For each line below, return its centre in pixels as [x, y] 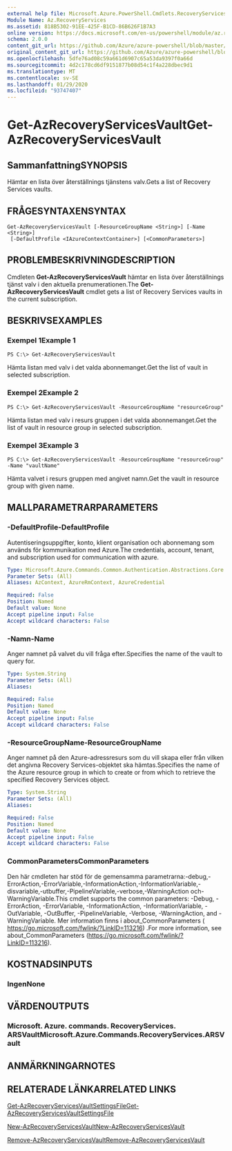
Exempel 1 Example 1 [41, 341]
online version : [30, 33]
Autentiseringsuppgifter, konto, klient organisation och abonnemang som [111, 542]
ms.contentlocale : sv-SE [43, 78]
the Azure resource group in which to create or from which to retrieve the [112, 772]
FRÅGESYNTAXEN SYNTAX [67, 211]
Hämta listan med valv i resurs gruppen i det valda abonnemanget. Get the [112, 420]
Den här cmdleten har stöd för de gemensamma [75, 876]
